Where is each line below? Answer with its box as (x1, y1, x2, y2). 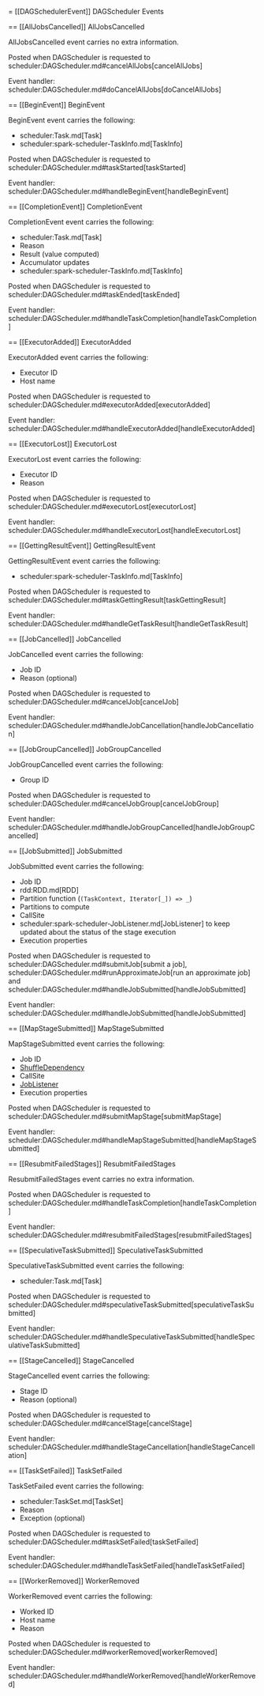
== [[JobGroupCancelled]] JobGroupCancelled (8, 745, 162, 754)
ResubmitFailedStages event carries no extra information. (8, 1174, 195, 1184)
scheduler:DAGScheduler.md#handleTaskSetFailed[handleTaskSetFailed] (8, 1561, 245, 1570)
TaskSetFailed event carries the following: (8, 1482, 144, 1490)
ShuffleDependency (19, 1063, 85, 1072)
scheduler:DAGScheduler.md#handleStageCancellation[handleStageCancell (8, 1442, 255, 1452)
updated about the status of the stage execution (19, 927, 177, 936)
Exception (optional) (19, 1513, 85, 1523)
